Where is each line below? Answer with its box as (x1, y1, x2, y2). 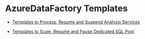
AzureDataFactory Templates (5, 3, 128, 14)
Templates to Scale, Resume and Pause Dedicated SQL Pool (12, 28, 134, 34)
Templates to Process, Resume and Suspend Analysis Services (12, 19, 140, 25)
